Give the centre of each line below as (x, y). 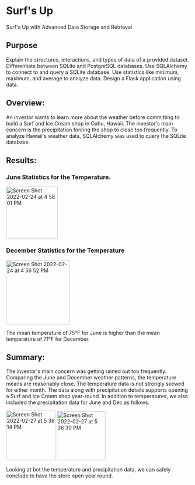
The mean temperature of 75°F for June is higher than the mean (83, 333)
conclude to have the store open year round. (60, 476)
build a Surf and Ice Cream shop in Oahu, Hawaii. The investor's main (90, 123)
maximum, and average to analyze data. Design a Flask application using (93, 78)
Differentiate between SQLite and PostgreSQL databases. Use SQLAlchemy (97, 66)
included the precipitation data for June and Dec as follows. (78, 402)
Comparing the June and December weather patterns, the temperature (91, 378)
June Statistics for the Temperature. (59, 177)
